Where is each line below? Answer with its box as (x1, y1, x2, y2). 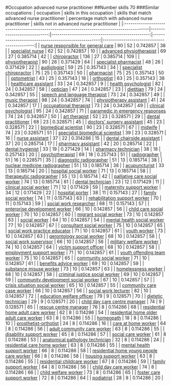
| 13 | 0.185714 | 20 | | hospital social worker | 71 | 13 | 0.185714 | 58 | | (5, 168, 152, 174)
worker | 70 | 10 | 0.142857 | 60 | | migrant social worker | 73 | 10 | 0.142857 (5, 211, 164, 217)
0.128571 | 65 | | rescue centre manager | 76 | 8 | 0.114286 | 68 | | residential (5, 304, 165, 310)
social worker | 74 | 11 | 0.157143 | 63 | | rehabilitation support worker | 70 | (5, 195, 162, 201)
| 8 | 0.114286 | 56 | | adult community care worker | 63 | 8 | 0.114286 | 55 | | (5, 326, 165, 332)
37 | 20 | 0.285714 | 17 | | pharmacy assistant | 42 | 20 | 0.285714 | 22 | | (5, 140, 157, 147)
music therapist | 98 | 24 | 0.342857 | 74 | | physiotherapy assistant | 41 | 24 (5, 97, 165, 103)
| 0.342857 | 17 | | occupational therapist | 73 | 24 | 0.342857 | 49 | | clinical (5, 103, 165, 108)
